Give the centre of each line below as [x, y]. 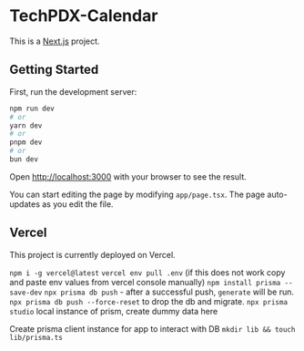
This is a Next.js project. [55, 41]
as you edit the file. [78, 204]
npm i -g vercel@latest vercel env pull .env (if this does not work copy [147, 272]
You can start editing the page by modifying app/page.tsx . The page [137, 194]
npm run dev [32, 108]
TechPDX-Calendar [84, 16]
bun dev [24, 160]
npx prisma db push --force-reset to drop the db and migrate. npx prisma [149, 301]
